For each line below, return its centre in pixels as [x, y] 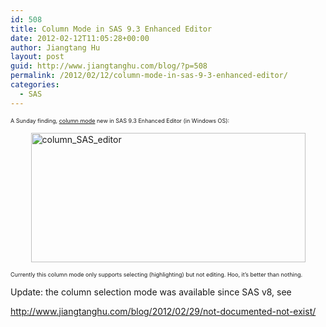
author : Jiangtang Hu [55, 47]
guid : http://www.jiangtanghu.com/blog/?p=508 [109, 66]
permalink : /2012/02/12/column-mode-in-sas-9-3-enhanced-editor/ [149, 76]
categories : [35, 85]
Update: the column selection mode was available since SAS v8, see [151, 292]
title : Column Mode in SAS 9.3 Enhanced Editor [111, 29]
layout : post [37, 57]
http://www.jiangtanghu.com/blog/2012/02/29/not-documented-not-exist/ [163, 311]
